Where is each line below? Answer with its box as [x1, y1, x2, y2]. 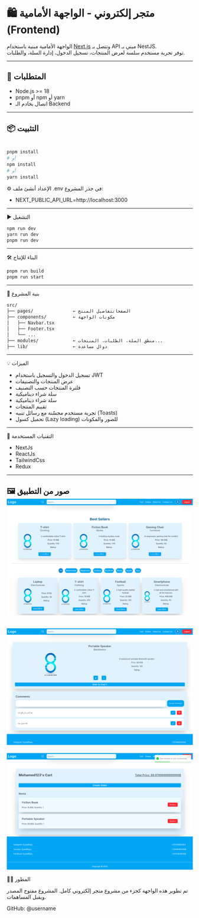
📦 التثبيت [6, 124, 39, 134]
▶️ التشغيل [6, 213, 31, 220]
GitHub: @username [6, 905, 57, 912]
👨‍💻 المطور [6, 876, 31, 883]
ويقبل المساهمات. [6, 894, 47, 901]
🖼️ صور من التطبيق [6, 486, 70, 496]
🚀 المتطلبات [6, 72, 47, 82]
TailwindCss [15, 456, 45, 464]
